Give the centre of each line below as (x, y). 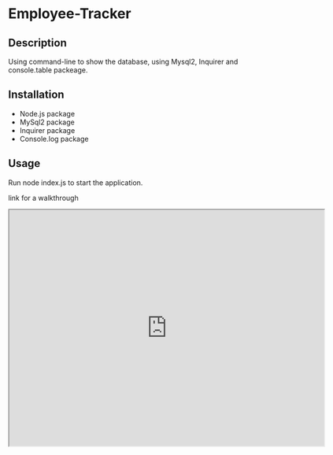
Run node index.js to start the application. (76, 183)
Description (37, 43)
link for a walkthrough (43, 198)
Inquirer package (47, 130)
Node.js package (47, 113)
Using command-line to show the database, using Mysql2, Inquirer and (123, 61)
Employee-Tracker (70, 14)
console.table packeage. (48, 70)
